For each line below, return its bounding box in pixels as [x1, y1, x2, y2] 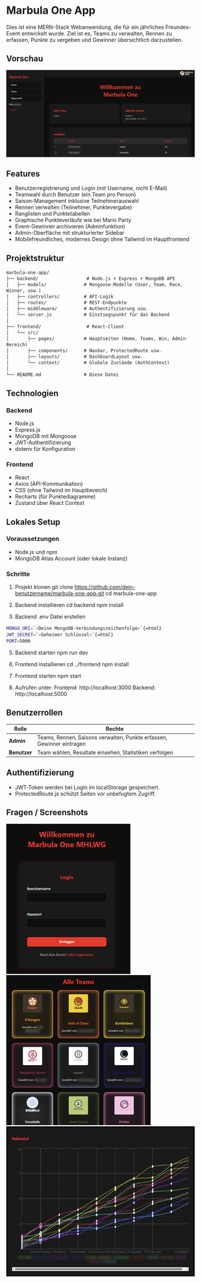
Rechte [105, 725, 124, 732]
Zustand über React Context [14, 500, 85, 507]
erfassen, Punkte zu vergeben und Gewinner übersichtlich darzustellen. [6, 36, 183, 43]
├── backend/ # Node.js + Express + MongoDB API [6, 276, 175, 282]
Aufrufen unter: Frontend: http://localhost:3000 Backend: [14, 684, 156, 691]
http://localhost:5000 [14, 690, 68, 697]
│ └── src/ [6, 330, 39, 336]
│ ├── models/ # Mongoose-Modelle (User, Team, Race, [6, 282, 184, 288]
